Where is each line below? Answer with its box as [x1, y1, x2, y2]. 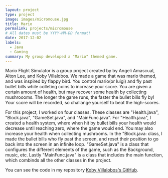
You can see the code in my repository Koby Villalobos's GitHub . [5, 167, 138, 173]
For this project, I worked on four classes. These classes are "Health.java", [5, 109, 159, 115]
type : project [5, 12, 35, 17]
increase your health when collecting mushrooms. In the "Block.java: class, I [5, 131, 163, 137]
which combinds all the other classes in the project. [5, 157, 112, 163]
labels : [5, 40, 22, 45]
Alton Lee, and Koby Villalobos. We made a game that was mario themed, [5, 73, 157, 79]
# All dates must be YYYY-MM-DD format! [5, 31, 91, 36]
